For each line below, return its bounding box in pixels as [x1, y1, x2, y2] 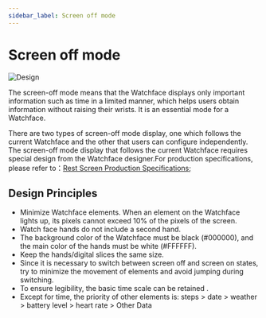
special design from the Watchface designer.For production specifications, [8, 153, 253, 163]
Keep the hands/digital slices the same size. [19, 250, 165, 259]
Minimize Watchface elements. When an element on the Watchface [19, 207, 241, 217]
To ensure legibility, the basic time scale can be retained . [19, 284, 209, 293]
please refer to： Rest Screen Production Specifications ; [8, 163, 191, 173]
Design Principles [8, 186, 98, 200]
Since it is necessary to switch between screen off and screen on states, [19, 258, 259, 268]
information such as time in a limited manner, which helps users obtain [8, 96, 240, 106]
